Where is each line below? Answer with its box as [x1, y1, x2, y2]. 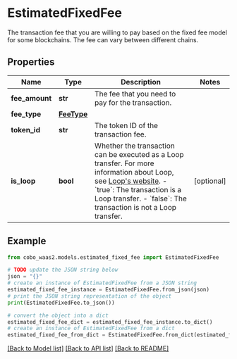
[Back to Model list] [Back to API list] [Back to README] [7, 344, 169, 353]
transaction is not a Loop [94, 202, 177, 212]
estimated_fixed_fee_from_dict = [7, 332, 106, 339]
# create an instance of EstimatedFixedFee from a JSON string [7, 279, 197, 286]
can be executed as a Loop [94, 149, 185, 159]
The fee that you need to [94, 89, 176, 99]
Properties [7, 56, 55, 68]
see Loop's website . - [94, 176, 168, 186]
